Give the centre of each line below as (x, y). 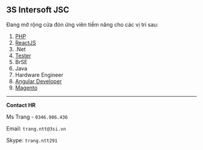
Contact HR (21, 105)
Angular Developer (38, 81)
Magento (26, 88)
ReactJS (25, 42)
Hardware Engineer (39, 74)
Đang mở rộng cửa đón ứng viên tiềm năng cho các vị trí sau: (82, 24)
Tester (23, 55)
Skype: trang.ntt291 (32, 140)
